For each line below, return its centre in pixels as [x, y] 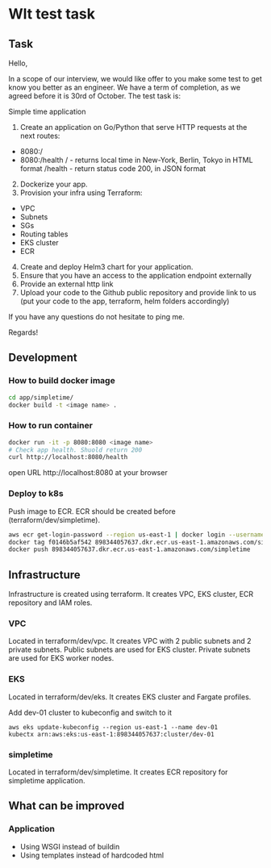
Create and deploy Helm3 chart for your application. [106, 267]
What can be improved [67, 806]
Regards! [23, 332]
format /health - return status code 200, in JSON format [113, 169]
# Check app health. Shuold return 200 [75, 450]
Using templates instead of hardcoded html [92, 855]
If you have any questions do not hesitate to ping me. [97, 317]
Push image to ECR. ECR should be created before [92, 511]
